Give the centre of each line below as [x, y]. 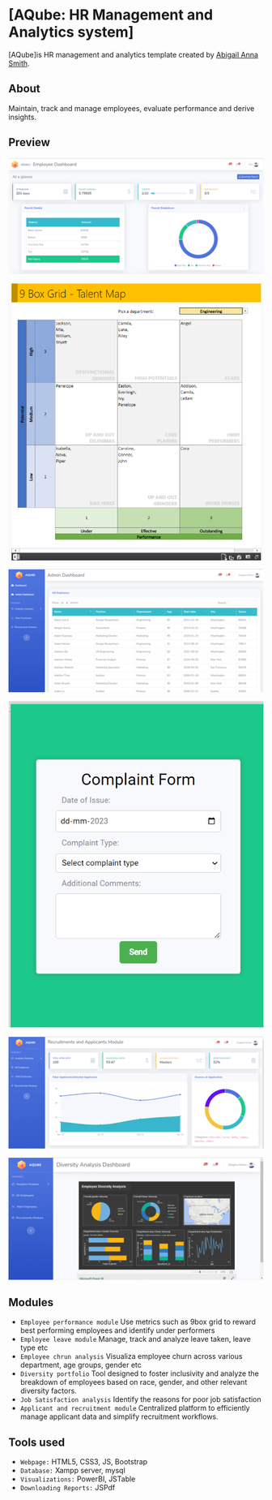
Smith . [19, 63]
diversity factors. [48, 1391]
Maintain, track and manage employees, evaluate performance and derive [132, 108]
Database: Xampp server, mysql [72, 1471]
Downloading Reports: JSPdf [68, 1488]
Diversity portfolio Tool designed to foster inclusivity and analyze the [139, 1373]
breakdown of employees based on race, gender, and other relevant [134, 1382]
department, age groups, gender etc [81, 1365]
